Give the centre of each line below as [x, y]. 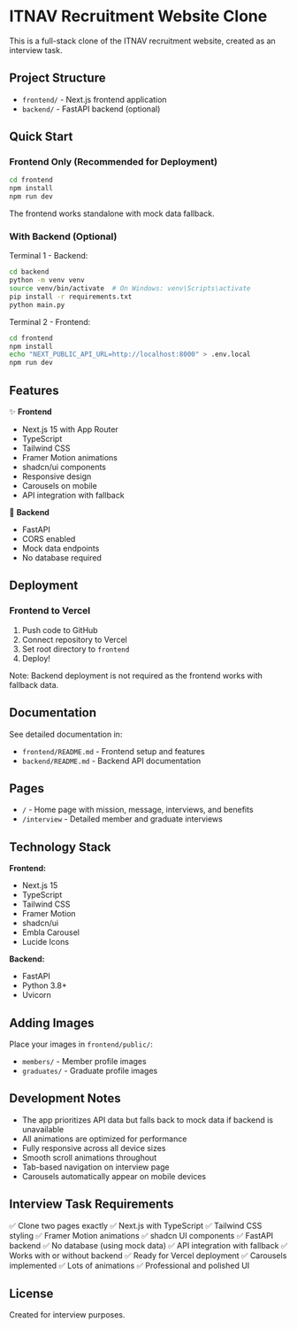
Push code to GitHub [60, 630]
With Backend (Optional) [63, 236]
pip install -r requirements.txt [71, 297]
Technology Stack [60, 847]
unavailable [43, 1129]
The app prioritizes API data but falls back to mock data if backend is [148, 1120]
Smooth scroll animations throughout [89, 1157]
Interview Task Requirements [91, 1205]
